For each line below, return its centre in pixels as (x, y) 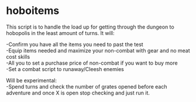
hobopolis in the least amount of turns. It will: (60, 33)
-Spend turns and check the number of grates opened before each (87, 86)
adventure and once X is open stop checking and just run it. (78, 93)
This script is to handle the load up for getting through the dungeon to (90, 27)
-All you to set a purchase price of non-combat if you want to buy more (92, 63)
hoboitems (33, 11)
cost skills (18, 57)
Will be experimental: (32, 80)
